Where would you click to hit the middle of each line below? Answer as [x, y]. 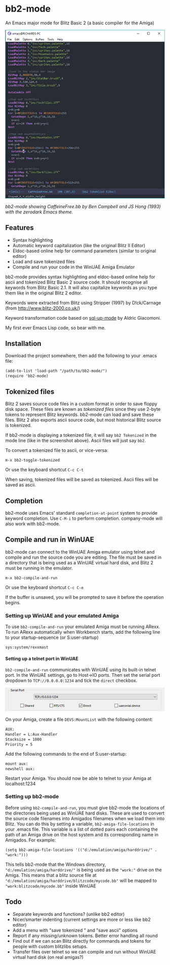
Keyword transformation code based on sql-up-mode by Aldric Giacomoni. [83, 318]
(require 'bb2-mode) [27, 376]
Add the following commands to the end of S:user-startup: [66, 754]
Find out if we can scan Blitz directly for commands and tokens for [82, 941]
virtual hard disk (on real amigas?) [48, 957]
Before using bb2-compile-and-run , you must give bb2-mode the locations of [85, 807]
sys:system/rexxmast [27, 647]
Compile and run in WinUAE [50, 540]
